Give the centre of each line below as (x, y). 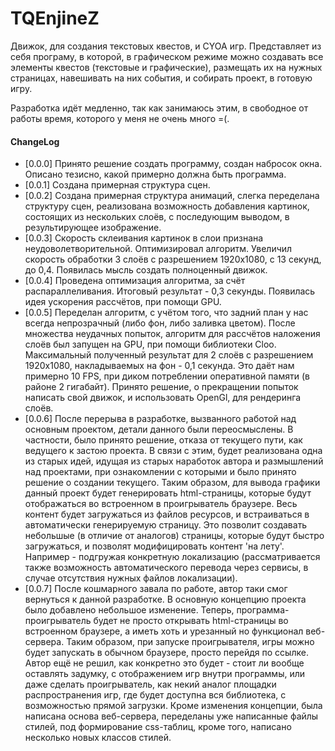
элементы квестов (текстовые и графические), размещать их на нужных (166, 67)
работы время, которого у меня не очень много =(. (120, 118)
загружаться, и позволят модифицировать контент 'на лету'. (154, 546)
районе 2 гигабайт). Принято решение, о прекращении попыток (161, 387)
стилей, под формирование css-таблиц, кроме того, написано (158, 727)
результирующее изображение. (93, 228)
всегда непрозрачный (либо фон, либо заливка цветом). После (160, 323)
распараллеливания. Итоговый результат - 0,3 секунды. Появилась (170, 291)
